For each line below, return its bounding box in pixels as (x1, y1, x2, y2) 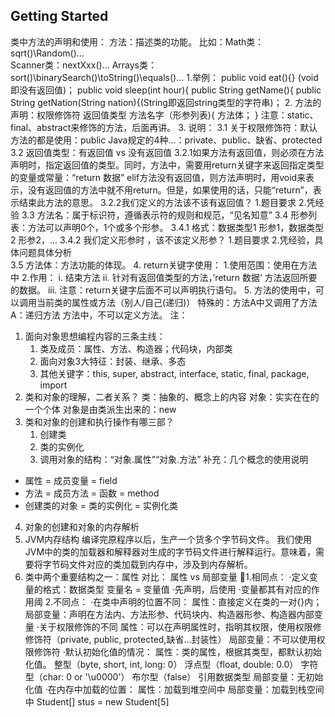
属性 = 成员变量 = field (24, 474, 118, 486)
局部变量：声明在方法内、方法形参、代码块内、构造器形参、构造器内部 (24, 608, 315, 620)
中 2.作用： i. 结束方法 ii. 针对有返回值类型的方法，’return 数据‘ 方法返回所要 (10, 271, 318, 283)
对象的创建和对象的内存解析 (24, 520, 140, 533)
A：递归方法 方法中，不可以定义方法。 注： (10, 309, 188, 321)
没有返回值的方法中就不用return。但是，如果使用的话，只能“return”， (27, 184, 313, 196)
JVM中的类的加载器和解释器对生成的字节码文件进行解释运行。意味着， (24, 545, 317, 558)
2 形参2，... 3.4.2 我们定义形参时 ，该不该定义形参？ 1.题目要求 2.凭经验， (10, 234, 315, 246)
